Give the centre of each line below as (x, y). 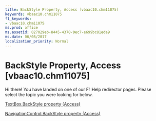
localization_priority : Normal (37, 41)
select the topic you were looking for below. (49, 94)
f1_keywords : (18, 19)
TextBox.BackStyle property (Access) (43, 104)
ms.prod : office (21, 28)
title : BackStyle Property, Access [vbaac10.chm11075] (62, 10)
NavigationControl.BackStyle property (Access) (53, 113)
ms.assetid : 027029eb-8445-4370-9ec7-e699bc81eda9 (58, 32)
